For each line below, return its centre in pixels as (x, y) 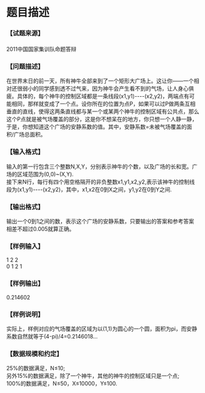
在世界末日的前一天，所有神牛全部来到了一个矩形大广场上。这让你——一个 (100, 81)
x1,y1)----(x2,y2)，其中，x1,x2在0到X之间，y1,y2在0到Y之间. (96, 189)
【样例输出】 (25, 283)
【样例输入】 (25, 246)
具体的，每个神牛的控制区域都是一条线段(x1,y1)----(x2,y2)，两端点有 (103, 96)
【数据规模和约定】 (35, 354)
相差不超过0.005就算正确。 (41, 229)
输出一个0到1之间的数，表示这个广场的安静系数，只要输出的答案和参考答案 (100, 221)
